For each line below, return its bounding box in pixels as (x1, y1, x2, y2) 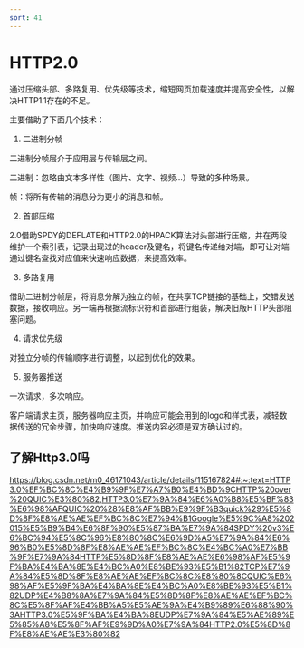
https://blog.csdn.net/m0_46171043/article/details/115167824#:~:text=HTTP (9, 475, 291, 486)
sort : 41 (9, 13, 43, 23)
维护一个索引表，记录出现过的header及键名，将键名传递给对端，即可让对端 (9, 241, 290, 252)
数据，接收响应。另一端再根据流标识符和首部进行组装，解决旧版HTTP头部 (9, 302, 285, 313)
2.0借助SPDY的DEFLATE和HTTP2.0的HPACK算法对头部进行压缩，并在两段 (9, 229, 288, 240)
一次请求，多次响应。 (9, 391, 89, 401)
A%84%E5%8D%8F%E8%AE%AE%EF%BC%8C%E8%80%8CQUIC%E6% (9, 571, 292, 582)
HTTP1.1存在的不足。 (16, 94, 95, 105)
